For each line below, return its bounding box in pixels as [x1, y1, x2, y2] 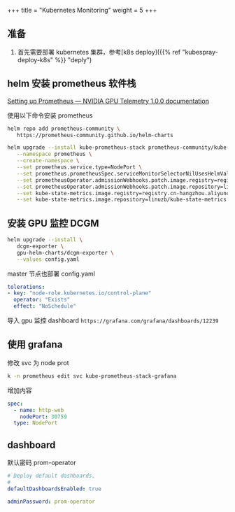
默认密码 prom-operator [7, 458, 77, 467]
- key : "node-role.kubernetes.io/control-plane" [7, 290, 152, 297]
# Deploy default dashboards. [7, 472, 96, 480]
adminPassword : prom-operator [7, 498, 96, 505]
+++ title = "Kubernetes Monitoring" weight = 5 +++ [7, 6, 157, 14]
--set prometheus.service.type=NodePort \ [16, 164, 142, 171]
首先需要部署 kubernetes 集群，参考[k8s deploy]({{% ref [17, 48, 180, 56]
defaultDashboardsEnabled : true [7, 485, 101, 492]
